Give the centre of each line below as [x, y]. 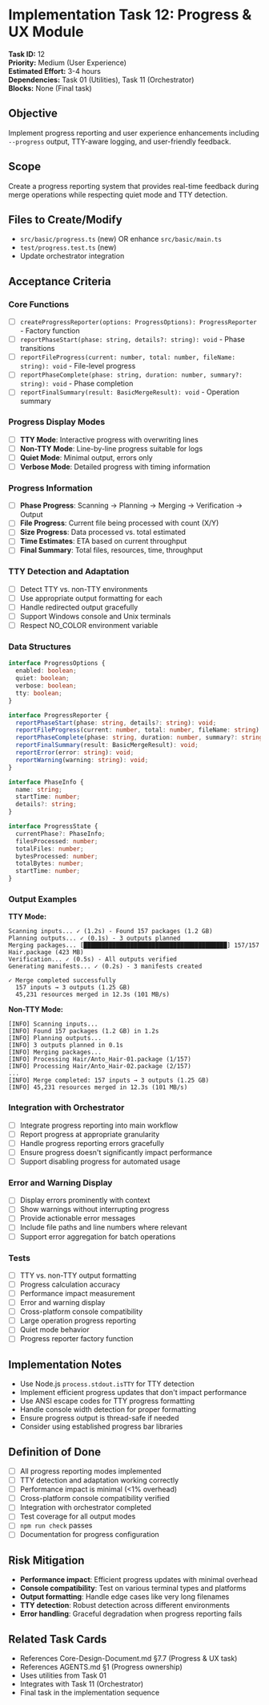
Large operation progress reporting [78, 1321]
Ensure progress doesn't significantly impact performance [116, 1152]
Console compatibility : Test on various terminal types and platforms [133, 1589]
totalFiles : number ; [50, 849]
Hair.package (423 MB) [46, 952]
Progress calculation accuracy [70, 1284]
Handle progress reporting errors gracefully [92, 1143]
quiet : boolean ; [42, 679]
